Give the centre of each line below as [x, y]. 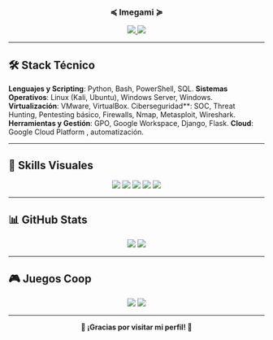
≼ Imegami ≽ [136, 12]
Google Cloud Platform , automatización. [76, 132]
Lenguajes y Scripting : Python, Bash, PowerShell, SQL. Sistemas [118, 89]
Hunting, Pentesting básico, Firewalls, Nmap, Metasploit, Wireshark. [122, 115]
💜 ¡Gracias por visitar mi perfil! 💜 [136, 327]
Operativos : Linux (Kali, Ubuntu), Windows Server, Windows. [110, 98]
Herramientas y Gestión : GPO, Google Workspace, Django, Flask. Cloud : [131, 124]
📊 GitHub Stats [48, 220]
